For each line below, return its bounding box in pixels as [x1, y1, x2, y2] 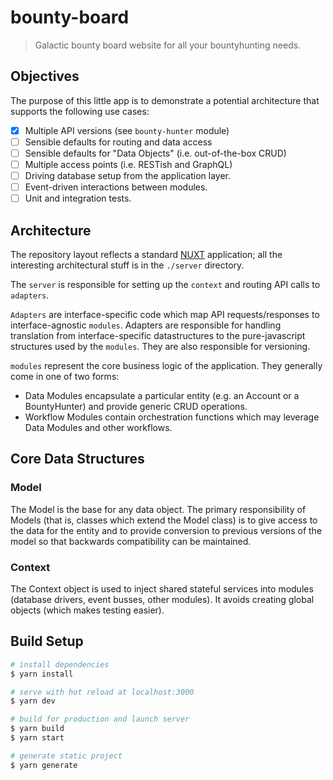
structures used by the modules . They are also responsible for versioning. [10, 341, 311, 352]
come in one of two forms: [10, 371, 120, 382]
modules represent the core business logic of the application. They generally [10, 360, 323, 371]
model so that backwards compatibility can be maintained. [10, 535, 252, 547]
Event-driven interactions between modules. [24, 181, 208, 193]
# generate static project [10, 751, 123, 761]
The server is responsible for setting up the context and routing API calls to [10, 279, 321, 290]
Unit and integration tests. [24, 192, 132, 205]
